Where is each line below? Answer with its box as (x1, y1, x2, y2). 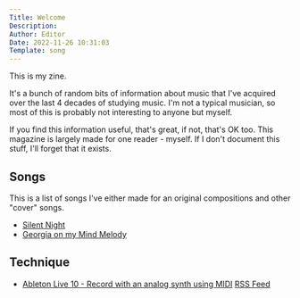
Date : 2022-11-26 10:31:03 (9, 37, 110, 47)
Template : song (9, 46, 66, 55)
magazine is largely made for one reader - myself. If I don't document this (9, 134, 280, 145)
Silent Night (21, 219, 65, 230)
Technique (9, 255, 70, 270)
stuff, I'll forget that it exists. (9, 144, 112, 154)
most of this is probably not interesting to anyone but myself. (9, 107, 233, 118)
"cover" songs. (9, 202, 64, 212)
